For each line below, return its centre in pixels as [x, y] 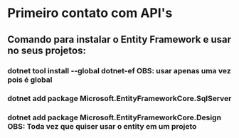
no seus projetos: [47, 50]
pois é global [30, 80]
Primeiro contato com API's [90, 13]
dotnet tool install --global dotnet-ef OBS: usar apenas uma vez [119, 70]
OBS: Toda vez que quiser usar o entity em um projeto [102, 127]
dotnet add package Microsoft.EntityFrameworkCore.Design [115, 117]
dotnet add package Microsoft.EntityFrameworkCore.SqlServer [119, 99]
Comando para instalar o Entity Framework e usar [119, 39]
